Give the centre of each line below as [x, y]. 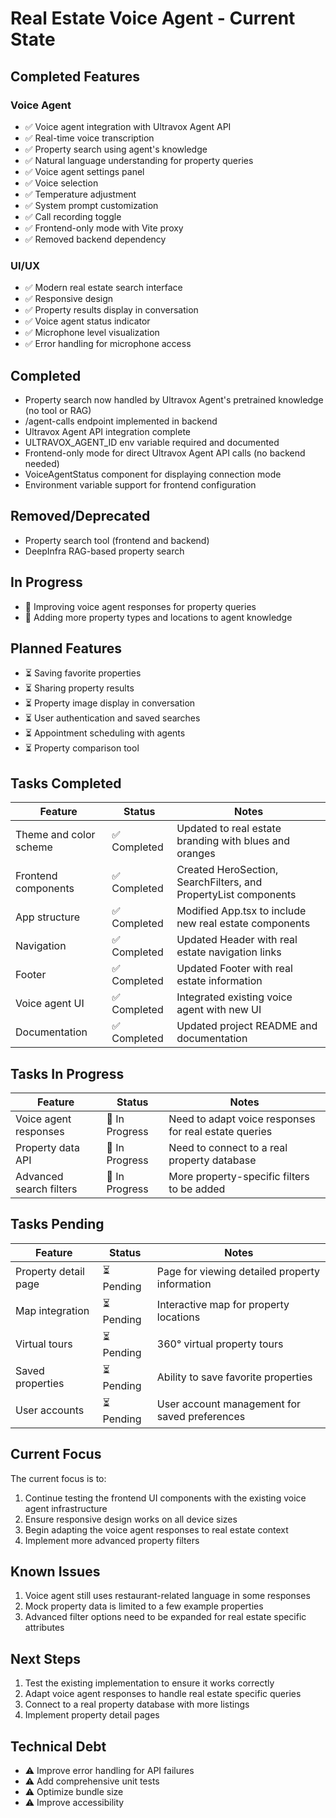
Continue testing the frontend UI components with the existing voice [165, 1498]
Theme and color [55, 835]
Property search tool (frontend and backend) [117, 540]
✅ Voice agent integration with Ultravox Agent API [128, 126]
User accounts [50, 1410]
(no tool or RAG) [58, 410]
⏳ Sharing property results [79, 688]
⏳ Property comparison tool [82, 748]
